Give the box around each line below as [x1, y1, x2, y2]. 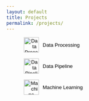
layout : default [6, 8, 47, 15]
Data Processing [42, 42, 80, 48]
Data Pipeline [42, 63, 73, 70]
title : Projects [6, 15, 47, 21]
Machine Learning [42, 84, 83, 91]
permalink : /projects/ [6, 20, 64, 26]
